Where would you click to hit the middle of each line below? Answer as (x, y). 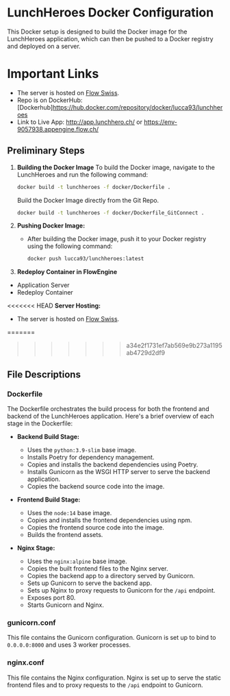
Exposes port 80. (51, 598)
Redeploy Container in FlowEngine (67, 272)
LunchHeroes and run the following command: (82, 174)
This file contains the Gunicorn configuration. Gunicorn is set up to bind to (112, 638)
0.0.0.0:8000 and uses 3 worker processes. (69, 645)
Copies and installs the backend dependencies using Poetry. (113, 464)
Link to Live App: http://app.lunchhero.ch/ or (79, 122)
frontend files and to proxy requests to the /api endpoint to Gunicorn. (105, 685)
